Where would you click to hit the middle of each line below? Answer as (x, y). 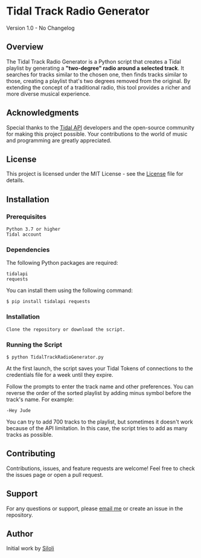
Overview (25, 47)
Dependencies (28, 250)
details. (15, 181)
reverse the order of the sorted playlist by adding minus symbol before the (99, 393)
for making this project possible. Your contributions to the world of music (97, 134)
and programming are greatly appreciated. (59, 140)
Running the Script (34, 345)
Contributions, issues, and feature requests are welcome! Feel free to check (101, 468)
